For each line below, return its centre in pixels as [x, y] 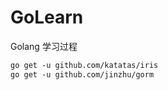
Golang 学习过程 [44, 46]
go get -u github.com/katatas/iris [84, 65]
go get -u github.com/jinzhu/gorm [82, 74]
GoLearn [47, 17]
